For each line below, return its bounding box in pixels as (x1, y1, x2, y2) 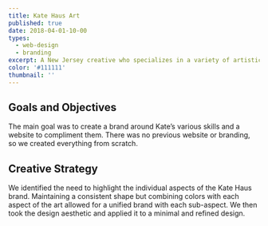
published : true (8, 19, 62, 27)
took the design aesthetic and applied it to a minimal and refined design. (8, 208, 246, 218)
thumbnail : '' (8, 71, 56, 79)
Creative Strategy (8, 161, 98, 176)
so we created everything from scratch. (8, 139, 138, 149)
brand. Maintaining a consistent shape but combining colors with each (8, 192, 239, 201)
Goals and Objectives (8, 101, 117, 114)
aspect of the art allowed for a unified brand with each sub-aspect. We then (8, 200, 258, 210)
